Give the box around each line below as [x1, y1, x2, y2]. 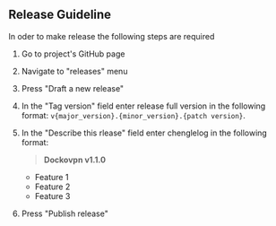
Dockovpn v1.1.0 [43, 154, 107, 165]
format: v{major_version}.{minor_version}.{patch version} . [21, 109, 246, 120]
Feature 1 [34, 171, 69, 182]
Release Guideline [8, 7, 112, 22]
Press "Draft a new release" [21, 83, 125, 93]
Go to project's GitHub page [21, 48, 125, 59]
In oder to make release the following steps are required [8, 30, 215, 41]
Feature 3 [34, 190, 71, 201]
